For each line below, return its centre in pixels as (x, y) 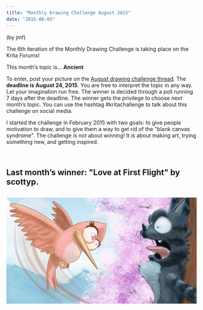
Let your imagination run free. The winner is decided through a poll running (100, 91)
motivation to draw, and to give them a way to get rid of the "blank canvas (98, 129)
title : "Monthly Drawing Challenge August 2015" (69, 13)
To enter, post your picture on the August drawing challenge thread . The (96, 79)
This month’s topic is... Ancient (45, 67)
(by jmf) (16, 37)
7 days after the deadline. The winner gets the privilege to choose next (94, 98)
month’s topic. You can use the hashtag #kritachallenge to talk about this (97, 104)
